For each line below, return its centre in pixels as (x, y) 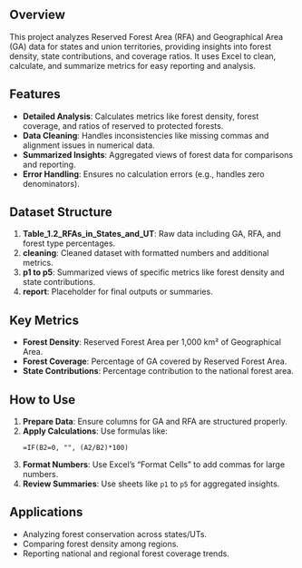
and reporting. (49, 164)
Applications (46, 512)
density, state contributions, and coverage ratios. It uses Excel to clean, (143, 56)
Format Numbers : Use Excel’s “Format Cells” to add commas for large (154, 465)
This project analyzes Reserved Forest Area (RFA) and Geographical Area (146, 36)
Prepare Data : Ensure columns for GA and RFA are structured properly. (155, 422)
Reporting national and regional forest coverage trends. (126, 553)
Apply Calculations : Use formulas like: (95, 431)
